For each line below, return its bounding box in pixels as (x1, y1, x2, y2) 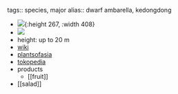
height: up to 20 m (17, 36, 70, 44)
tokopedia (17, 58, 46, 66)
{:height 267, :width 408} (23, 20, 95, 28)
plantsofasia (17, 50, 52, 58)
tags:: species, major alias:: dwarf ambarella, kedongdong (7, 6, 172, 14)
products (17, 65, 43, 73)
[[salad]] (17, 79, 42, 88)
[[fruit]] (27, 73, 48, 80)
